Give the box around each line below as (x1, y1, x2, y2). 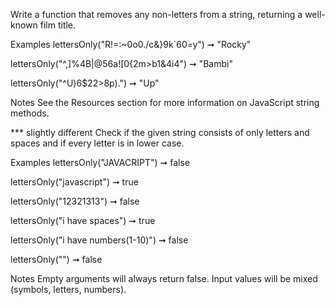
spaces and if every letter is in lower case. (10, 137, 185, 149)
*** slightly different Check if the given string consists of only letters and (10, 127, 310, 138)
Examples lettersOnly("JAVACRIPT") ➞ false (10, 157, 190, 168)
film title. (39, 19, 77, 31)
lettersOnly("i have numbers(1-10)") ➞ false (10, 234, 189, 246)
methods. (10, 107, 50, 119)
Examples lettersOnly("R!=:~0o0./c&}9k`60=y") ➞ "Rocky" (10, 39, 252, 50)
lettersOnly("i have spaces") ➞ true (10, 215, 156, 226)
